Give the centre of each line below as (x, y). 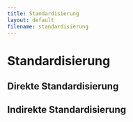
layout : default (31, 20)
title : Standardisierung (43, 14)
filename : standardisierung (48, 26)
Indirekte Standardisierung (67, 110)
